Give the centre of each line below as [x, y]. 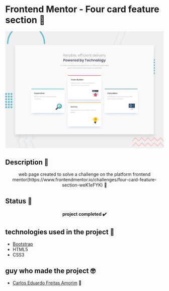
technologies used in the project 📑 [60, 232]
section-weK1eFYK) [82, 185]
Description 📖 [27, 162]
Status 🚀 [19, 201]
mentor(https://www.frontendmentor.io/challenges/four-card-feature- [84, 180]
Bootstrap [23, 244]
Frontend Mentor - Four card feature [82, 9]
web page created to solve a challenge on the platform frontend [84, 174]
